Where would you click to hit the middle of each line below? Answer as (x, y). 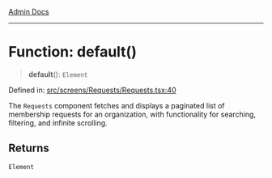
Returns (29, 148)
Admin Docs (29, 12)
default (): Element (58, 74)
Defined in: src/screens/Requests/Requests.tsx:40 (92, 90)
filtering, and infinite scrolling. (58, 123)
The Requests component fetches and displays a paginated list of (117, 105)
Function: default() (73, 52)
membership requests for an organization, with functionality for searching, (132, 114)
